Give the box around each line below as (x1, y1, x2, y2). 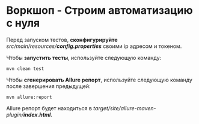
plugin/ (6, 111, 24, 118)
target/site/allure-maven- (93, 104, 156, 111)
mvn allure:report (6, 94, 52, 100)
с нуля (6, 16, 40, 30)
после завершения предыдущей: (6, 82, 91, 90)
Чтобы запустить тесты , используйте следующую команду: (6, 54, 162, 61)
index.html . (23, 111, 53, 118)
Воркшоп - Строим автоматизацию (6, 4, 194, 17)
